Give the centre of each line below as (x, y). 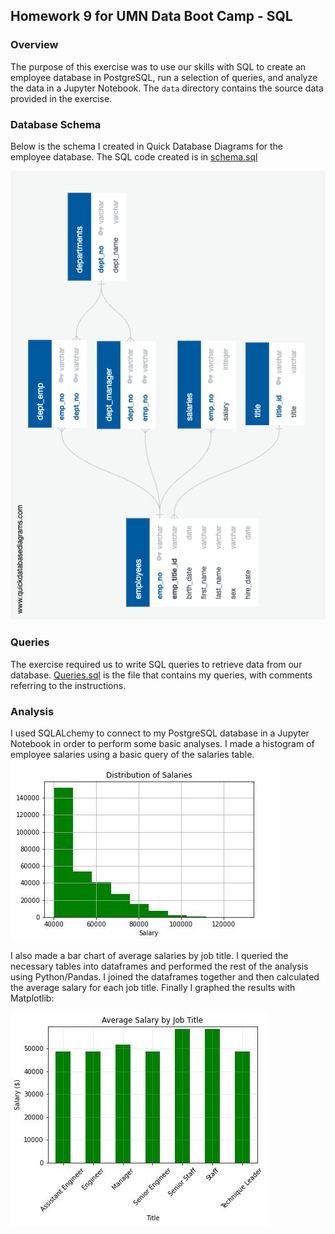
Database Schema (56, 124)
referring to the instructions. (68, 685)
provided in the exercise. (61, 98)
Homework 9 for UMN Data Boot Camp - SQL (151, 16)
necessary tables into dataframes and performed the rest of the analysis (159, 966)
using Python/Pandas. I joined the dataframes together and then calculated (165, 976)
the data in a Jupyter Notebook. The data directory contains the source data (167, 88)
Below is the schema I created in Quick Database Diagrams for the (147, 146)
